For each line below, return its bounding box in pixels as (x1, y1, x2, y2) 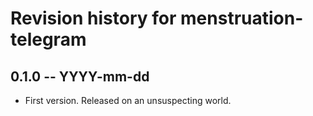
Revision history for (10, 7, 177, 30)
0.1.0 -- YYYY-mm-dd (10, 68, 150, 85)
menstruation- (180, 7, 304, 30)
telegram (10, 28, 87, 51)
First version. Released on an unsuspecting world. (24, 95, 232, 106)
